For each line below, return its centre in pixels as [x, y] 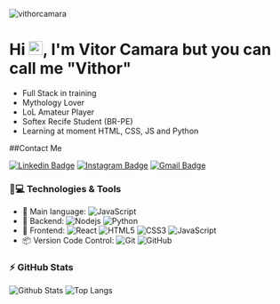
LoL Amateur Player [58, 112]
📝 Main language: [54, 212]
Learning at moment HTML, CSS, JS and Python [110, 131]
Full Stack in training [59, 92]
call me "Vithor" [70, 69]
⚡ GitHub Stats [41, 268]
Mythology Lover [53, 102]
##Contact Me [36, 148]
